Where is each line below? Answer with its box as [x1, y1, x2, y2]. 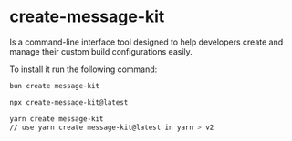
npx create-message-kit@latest [9, 97, 129, 106]
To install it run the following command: [9, 64, 158, 75]
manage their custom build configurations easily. [9, 45, 193, 56]
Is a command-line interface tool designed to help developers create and [9, 36, 284, 47]
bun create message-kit [9, 81, 100, 90]
